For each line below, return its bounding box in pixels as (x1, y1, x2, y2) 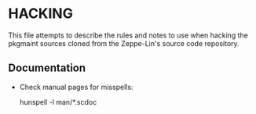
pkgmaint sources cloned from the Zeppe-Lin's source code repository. (8, 38, 240, 48)
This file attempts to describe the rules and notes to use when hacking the (8, 30, 249, 40)
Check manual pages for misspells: (19, 82, 133, 91)
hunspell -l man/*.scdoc (19, 97, 97, 106)
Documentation (8, 62, 86, 75)
